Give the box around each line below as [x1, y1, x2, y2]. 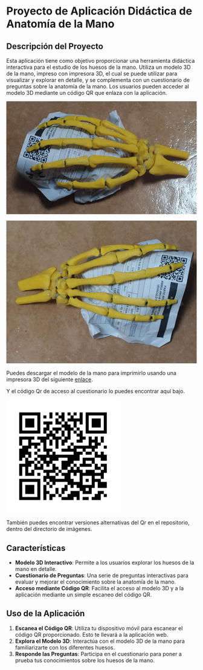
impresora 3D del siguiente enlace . [6, 376, 93, 383]
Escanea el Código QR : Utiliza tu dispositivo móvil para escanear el [14, 624, 183, 632]
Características [6, 543, 66, 553]
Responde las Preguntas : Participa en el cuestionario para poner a [14, 650, 182, 657]
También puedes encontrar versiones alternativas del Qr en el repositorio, [6, 519, 190, 526]
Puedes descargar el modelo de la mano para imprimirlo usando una [6, 370, 177, 377]
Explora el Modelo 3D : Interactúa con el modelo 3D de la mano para [14, 637, 185, 645]
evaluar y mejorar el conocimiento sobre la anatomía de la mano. [14, 578, 176, 585]
